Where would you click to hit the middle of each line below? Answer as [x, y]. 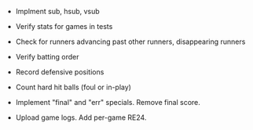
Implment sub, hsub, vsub [57, 11]
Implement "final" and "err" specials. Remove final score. [108, 102]
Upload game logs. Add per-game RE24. [81, 117]
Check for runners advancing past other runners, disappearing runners [130, 42]
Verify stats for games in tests [64, 26]
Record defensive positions [60, 72]
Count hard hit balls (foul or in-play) [73, 87]
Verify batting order [48, 57]
